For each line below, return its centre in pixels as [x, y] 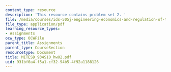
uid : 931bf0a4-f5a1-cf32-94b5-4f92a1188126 [52, 62]
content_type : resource [31, 10]
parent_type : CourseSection [35, 48]
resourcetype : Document [31, 52]
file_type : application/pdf [35, 24]
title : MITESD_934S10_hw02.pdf [38, 57]
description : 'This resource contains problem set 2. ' [66, 15]
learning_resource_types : [33, 29]
